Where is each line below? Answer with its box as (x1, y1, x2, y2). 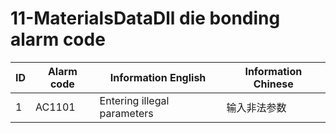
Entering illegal (99, 93, 170, 107)
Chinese (253, 77, 294, 91)
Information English (109, 70, 207, 84)
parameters (99, 106, 154, 120)
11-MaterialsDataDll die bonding (10, 7, 281, 30)
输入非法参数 (226, 100, 287, 114)
